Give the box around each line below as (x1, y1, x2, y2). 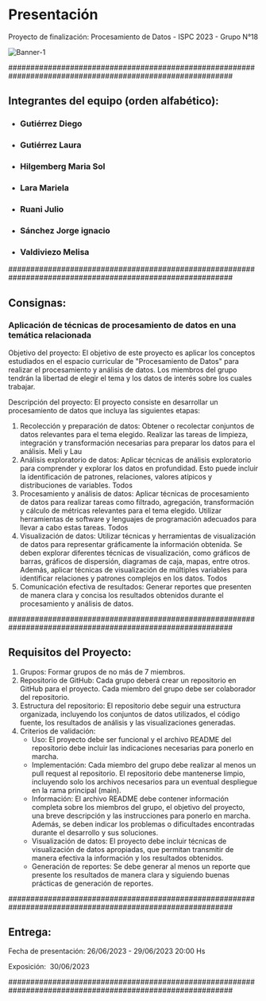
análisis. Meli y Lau (19, 446, 83, 456)
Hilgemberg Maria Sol (19, 161, 106, 172)
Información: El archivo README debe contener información (31, 794, 229, 804)
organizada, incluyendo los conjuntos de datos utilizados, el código (19, 709, 241, 718)
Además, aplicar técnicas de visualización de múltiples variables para (19, 565, 248, 574)
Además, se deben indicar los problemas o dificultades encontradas (31, 819, 256, 829)
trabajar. (8, 381, 36, 391)
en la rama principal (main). (31, 785, 121, 795)
